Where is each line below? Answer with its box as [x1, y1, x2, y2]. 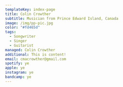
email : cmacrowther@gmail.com [5, 57, 67, 61]
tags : [5, 29, 16, 34]
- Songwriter [9, 34, 36, 39]
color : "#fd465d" [5, 25, 40, 30]
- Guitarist [9, 43, 34, 48]
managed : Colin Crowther [5, 47, 55, 52]
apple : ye [5, 66, 25, 71]
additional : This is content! [5, 52, 67, 57]
